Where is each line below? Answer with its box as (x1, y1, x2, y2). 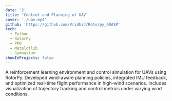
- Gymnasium (10, 50, 36, 55)
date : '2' (5, 7, 27, 13)
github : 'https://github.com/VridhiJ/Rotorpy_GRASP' (5, 22, 121, 27)
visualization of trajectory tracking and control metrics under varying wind (5, 86, 162, 92)
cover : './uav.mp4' (5, 17, 47, 22)
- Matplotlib (10, 46, 38, 51)
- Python (10, 31, 29, 36)
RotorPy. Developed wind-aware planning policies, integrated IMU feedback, (5, 75, 167, 81)
